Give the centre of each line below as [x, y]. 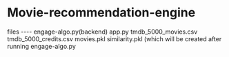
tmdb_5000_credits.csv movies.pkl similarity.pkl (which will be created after [114, 38]
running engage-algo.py [41, 46]
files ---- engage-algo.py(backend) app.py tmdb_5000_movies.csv [102, 32]
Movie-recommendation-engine [101, 13]
